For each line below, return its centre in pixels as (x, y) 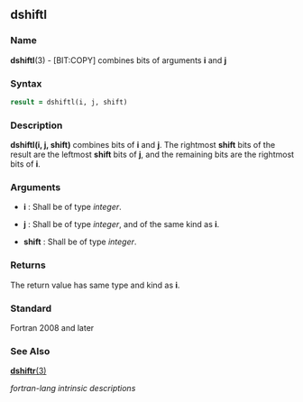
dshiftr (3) (28, 371)
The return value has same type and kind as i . (95, 285)
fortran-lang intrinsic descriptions (73, 388)
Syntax (26, 83)
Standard (31, 308)
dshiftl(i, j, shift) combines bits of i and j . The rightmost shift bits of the (143, 145)
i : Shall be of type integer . (73, 207)
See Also (30, 351)
